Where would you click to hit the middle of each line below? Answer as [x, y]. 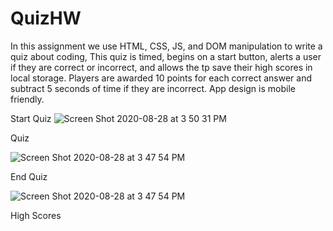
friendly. [27, 99]
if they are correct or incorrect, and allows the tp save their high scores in [161, 67]
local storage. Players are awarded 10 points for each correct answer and [161, 78]
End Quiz [29, 176]
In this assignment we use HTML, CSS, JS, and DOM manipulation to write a [166, 46]
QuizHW [46, 18]
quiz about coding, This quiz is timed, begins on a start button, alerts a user [166, 56]
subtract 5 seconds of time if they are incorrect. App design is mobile [153, 88]
